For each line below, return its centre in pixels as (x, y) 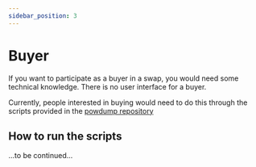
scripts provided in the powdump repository (81, 111)
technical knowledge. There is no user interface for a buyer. (107, 86)
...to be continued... (41, 156)
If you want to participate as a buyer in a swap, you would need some (124, 78)
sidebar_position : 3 (43, 16)
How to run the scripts (65, 136)
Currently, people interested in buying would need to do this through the (128, 102)
